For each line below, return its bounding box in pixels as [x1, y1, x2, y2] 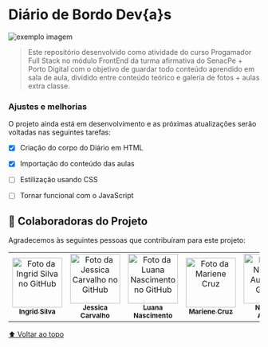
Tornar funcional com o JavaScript [19, 191, 134, 201]
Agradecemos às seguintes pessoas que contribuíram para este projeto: [8, 236, 246, 245]
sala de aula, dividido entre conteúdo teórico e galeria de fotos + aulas [27, 72, 260, 82]
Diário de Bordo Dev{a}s [8, 6, 172, 24]
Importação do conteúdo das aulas [19, 159, 135, 169]
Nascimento [132, 311, 173, 320]
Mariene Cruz [188, 307, 234, 316]
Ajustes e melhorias [8, 101, 88, 112]
